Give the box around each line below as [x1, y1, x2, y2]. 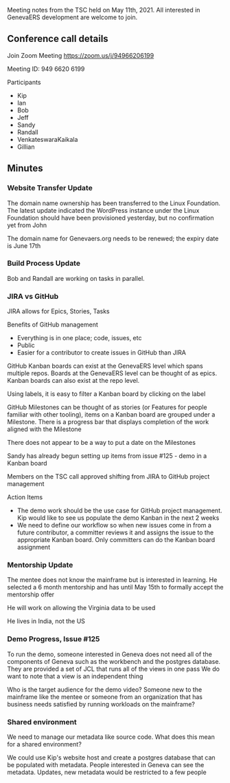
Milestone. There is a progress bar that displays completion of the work [7, 418, 209, 426]
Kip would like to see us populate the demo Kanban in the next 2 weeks [16, 514, 220, 522]
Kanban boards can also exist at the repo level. [7, 377, 140, 385]
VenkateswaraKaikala [16, 135, 78, 143]
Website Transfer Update [7, 183, 93, 193]
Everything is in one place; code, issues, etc [16, 334, 142, 342]
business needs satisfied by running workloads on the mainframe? [7, 700, 196, 708]
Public [16, 341, 36, 350]
